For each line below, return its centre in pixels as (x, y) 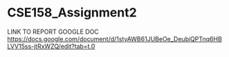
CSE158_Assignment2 (72, 13)
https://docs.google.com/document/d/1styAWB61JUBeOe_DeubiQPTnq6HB (115, 38)
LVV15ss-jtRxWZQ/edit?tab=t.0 (51, 46)
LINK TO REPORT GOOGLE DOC (53, 32)
